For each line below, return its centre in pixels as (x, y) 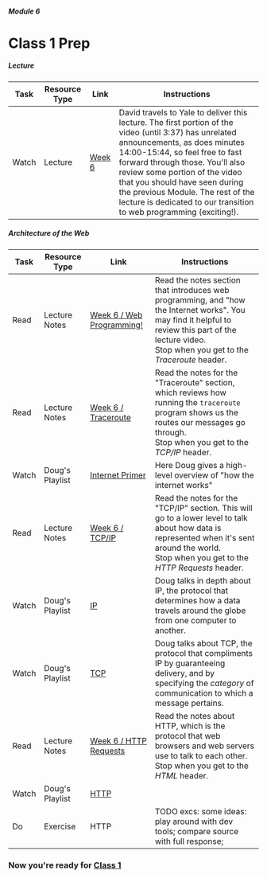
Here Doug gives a (189, 465)
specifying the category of (204, 683)
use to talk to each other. (201, 755)
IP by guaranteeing (190, 663)
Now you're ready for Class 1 (65, 865)
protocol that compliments (203, 653)
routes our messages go (200, 422)
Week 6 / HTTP (118, 740)
